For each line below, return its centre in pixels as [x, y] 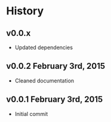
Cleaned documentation [44, 80]
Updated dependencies [44, 47]
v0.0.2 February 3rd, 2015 [56, 66]
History [25, 11]
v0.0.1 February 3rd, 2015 [55, 100]
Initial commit [31, 114]
